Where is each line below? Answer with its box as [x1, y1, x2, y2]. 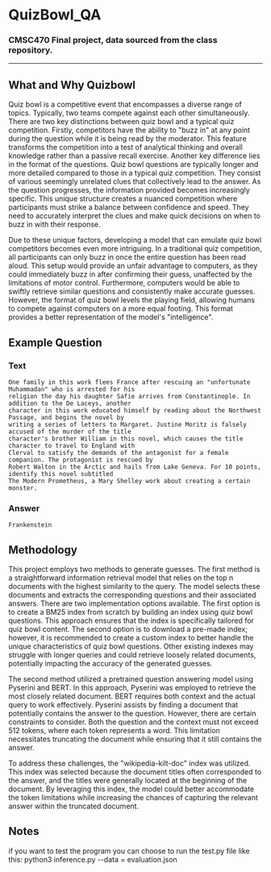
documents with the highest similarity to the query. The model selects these [8, 582, 261, 591]
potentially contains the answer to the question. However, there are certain [8, 708, 256, 719]
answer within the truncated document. [8, 801, 140, 812]
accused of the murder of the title [8, 428, 131, 436]
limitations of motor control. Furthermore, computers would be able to [8, 278, 240, 288]
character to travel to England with [8, 441, 135, 449]
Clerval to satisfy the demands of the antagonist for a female [8, 449, 229, 457]
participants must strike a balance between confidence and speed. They [8, 202, 249, 212]
